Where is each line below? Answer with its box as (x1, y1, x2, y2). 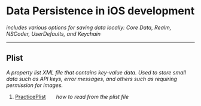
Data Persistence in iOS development (6, 4, 195, 18)
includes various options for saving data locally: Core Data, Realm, (6, 24, 172, 31)
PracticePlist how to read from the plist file (14, 93, 129, 100)
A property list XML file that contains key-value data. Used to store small (6, 68, 187, 76)
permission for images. (6, 82, 63, 89)
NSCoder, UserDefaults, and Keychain (6, 30, 100, 37)
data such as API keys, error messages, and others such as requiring (6, 75, 178, 82)
